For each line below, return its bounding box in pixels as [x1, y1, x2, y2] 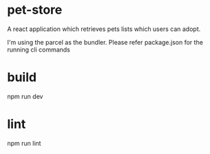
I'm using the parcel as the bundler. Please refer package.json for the [7, 38, 203, 46]
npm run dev [7, 92, 43, 100]
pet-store [7, 2, 63, 18]
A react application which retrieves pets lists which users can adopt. [7, 25, 201, 33]
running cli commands [7, 45, 71, 54]
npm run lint [7, 139, 41, 147]
